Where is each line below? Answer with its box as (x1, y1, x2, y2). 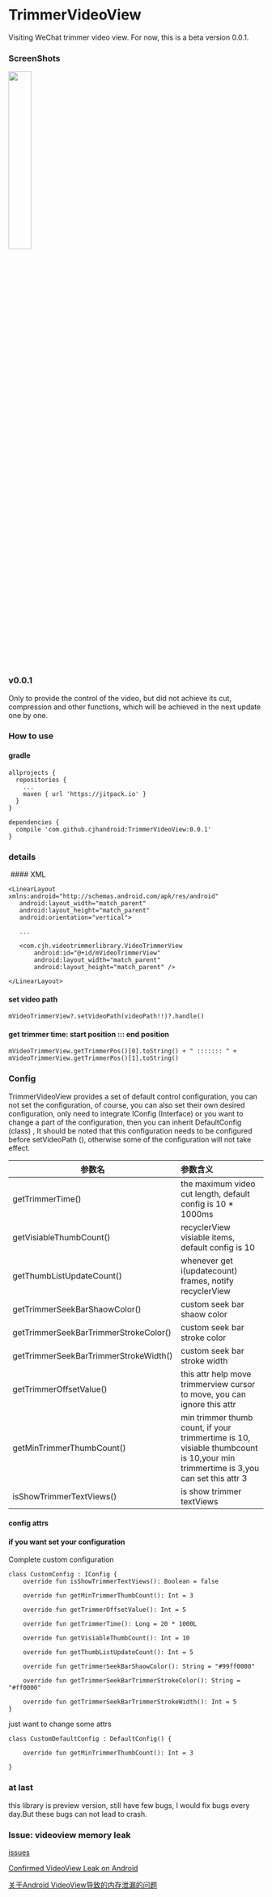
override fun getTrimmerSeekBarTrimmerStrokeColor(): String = (23, 1677, 241, 1685)
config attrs (8, 1518, 49, 1528)
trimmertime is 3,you (181, 1462, 260, 1474)
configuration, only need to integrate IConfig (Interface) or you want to (8, 1108, 244, 1118)
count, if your (181, 1422, 232, 1433)
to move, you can (181, 1389, 247, 1400)
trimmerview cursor (181, 1378, 256, 1389)
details (8, 851, 36, 862)
